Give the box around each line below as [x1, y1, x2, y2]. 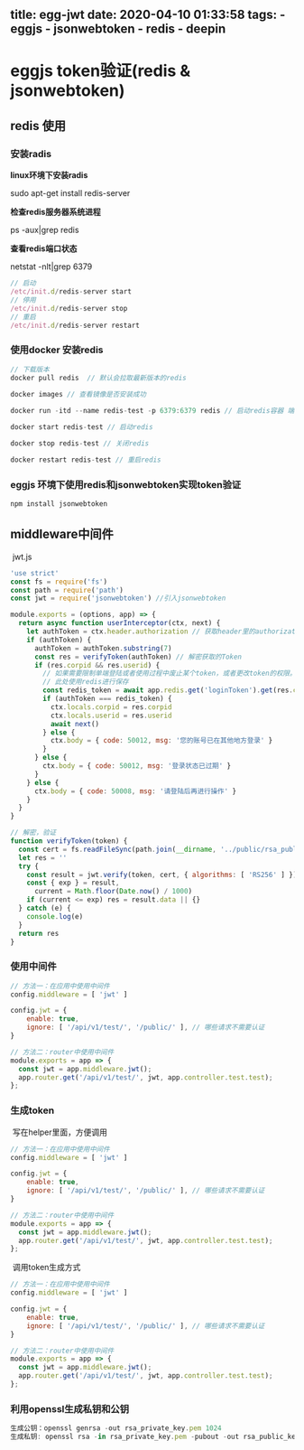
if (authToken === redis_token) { [42, 695, 172, 704]
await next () [50, 719, 100, 728]
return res [18, 929, 60, 938]
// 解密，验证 [10, 828, 57, 837]
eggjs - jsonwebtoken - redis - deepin [10, 22, 226, 37]
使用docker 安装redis [10, 343, 104, 356]
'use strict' [10, 568, 60, 577]
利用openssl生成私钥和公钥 [10, 1402, 130, 1415]
